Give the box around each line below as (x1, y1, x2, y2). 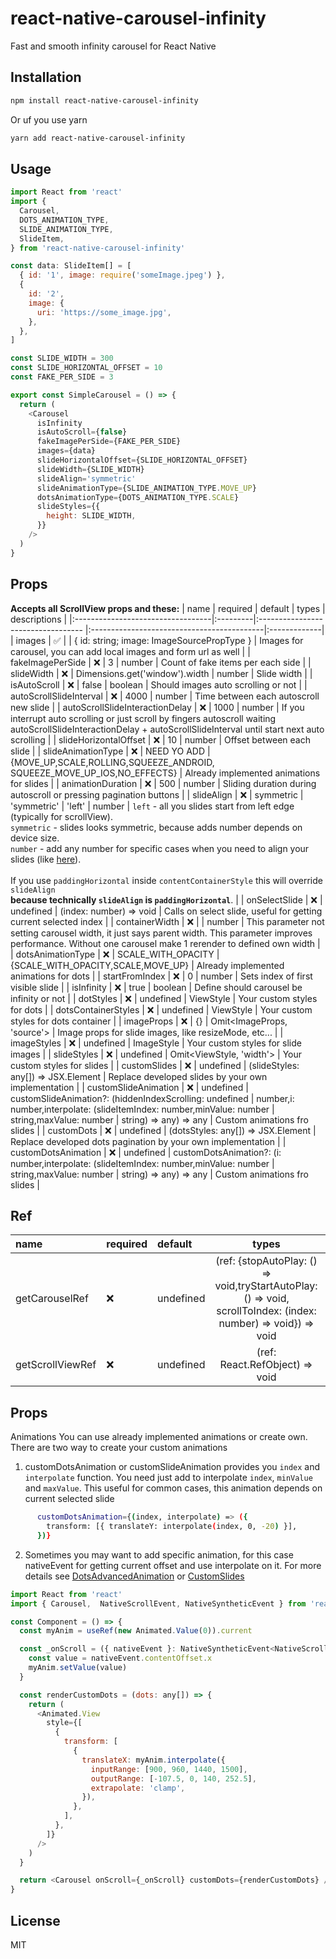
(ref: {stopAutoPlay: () (215, 1254, 318, 1268)
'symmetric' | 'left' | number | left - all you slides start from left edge (10, 800, 295, 812)
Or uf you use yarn (10, 113, 88, 126)
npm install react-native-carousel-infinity (10, 95, 199, 106)
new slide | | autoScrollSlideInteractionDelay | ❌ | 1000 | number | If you (10, 701, 305, 713)
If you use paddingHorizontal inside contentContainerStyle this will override (10, 874, 323, 886)
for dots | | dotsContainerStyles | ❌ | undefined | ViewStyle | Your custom (10, 1003, 313, 1016)
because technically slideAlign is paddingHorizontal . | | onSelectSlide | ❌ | (10, 893, 323, 906)
